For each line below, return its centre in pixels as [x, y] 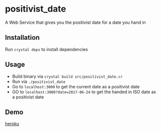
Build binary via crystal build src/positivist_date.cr [67, 76]
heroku [12, 124]
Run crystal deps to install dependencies [47, 49]
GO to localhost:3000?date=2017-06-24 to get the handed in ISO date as [84, 92]
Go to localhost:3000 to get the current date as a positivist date [76, 86]
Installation [22, 38]
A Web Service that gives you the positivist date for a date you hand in [75, 22]
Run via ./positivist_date [39, 82]
